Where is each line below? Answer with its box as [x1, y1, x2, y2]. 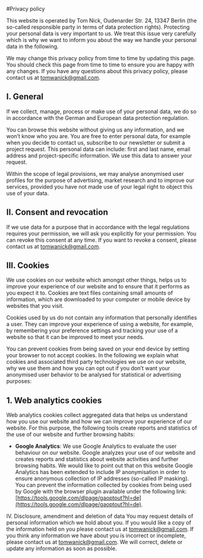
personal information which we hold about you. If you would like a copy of [6, 519, 191, 526]
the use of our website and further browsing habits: [6, 431, 135, 438]
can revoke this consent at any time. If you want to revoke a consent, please [6, 236, 197, 243]
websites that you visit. [6, 302, 64, 310]
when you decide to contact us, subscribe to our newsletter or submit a [6, 139, 185, 146]
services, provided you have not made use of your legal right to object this [6, 183, 193, 190]
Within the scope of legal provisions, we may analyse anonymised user [6, 170, 184, 177]
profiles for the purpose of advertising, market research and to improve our [6, 176, 194, 184]
